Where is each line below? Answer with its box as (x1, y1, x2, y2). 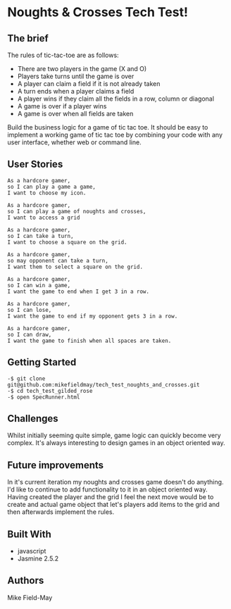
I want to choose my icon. (7, 189, 87, 196)
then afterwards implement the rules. (7, 508, 115, 516)
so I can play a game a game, (7, 183, 96, 190)
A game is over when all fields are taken (17, 110, 134, 118)
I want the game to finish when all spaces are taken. (7, 337, 172, 344)
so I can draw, (7, 331, 52, 338)
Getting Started (7, 356, 77, 368)
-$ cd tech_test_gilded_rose (7, 387, 93, 394)
